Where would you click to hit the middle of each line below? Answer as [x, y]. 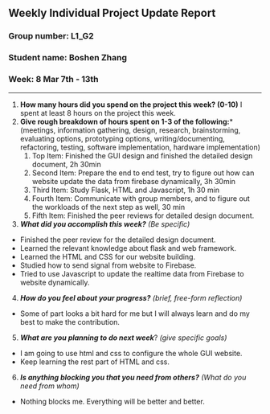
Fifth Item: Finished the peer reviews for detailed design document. [143, 215]
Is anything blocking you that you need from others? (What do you [133, 377]
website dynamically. [55, 282]
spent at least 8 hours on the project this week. [98, 113]
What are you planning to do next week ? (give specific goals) [123, 338]
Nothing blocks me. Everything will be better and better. [112, 401]
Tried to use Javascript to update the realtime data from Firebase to [132, 273]
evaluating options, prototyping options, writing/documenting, [122, 138]
